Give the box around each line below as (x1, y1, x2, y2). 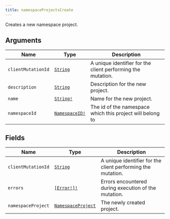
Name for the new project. (90, 95, 153, 102)
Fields (5, 133, 25, 142)
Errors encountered (100, 178, 147, 185)
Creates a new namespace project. (5, 21, 78, 27)
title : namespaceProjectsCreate (5, 7, 73, 13)
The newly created (100, 199, 145, 206)
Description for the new (90, 81, 147, 88)
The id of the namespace (90, 104, 150, 111)
